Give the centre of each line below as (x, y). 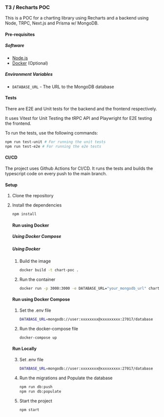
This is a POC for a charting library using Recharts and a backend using (77, 18)
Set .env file (31, 359)
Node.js (20, 58)
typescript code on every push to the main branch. (56, 173)
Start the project (36, 401)
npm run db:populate (40, 391)
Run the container (37, 279)
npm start (30, 410)
